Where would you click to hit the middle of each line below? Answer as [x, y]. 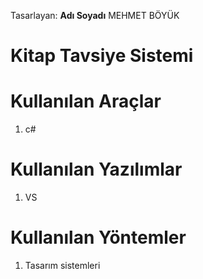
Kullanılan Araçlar [86, 101]
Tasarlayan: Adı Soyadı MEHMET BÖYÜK [95, 15]
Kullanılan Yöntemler [98, 237]
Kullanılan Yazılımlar [96, 169]
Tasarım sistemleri [62, 265]
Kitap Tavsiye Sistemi [102, 56]
